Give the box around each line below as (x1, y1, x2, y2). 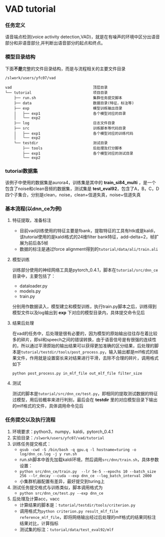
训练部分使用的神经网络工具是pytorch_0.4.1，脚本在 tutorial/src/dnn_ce (12, 267, 158, 273)
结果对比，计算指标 (19, 520, 59, 526)
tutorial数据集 (5, 167, 38, 174)
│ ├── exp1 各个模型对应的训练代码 (14, 131, 134, 136)
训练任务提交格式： (12, 441, 52, 447)
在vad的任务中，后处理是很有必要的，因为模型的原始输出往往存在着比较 (12, 330, 158, 337)
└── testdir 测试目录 (14, 140, 108, 145)
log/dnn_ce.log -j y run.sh (19, 452, 77, 456)
